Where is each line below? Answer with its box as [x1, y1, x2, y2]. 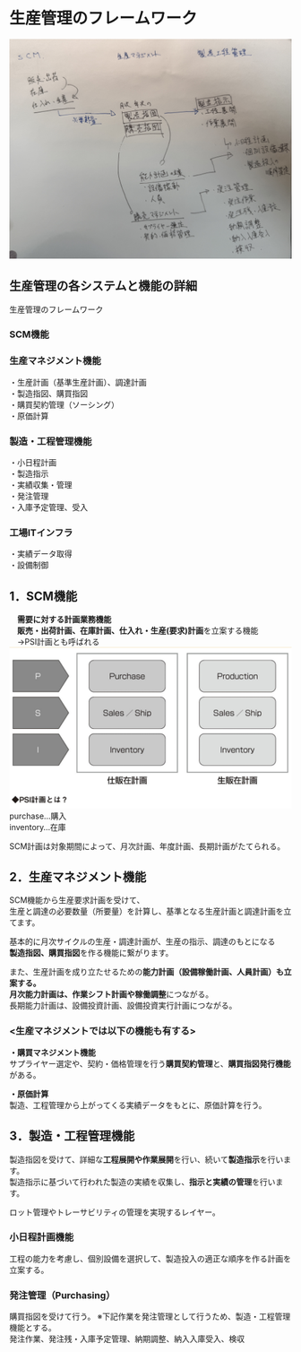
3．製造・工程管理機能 [9, 1129, 135, 1144]
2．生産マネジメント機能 [9, 869, 147, 884]
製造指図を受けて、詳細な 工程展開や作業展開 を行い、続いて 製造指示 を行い [9, 1154, 284, 1165]
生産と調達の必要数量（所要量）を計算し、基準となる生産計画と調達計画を [9, 906, 284, 917]
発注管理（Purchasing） [9, 1288, 116, 1301]
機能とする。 [9, 1322, 56, 1333]
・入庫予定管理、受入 [9, 502, 88, 513]
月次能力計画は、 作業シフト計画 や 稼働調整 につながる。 [9, 989, 213, 1000]
